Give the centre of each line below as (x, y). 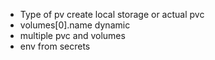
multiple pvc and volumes (72, 35)
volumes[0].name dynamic (75, 25)
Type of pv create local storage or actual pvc (112, 14)
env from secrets (55, 46)
